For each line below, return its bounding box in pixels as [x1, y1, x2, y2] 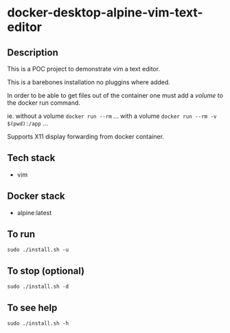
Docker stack [7, 190, 65, 202]
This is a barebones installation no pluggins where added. [7, 78, 170, 86]
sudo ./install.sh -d [7, 283, 69, 291]
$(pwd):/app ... [7, 119, 48, 127]
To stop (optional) [7, 265, 84, 277]
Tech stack [7, 152, 56, 164]
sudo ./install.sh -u [7, 247, 69, 254]
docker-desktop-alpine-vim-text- [7, 5, 204, 21]
